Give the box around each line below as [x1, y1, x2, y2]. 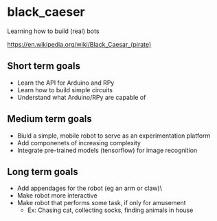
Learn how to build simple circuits [16, 85, 113, 94]
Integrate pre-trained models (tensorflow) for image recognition [16, 146, 198, 154]
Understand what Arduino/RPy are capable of [16, 93, 146, 101]
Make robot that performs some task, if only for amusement [16, 199, 187, 207]
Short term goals [7, 60, 81, 72]
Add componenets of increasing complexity [16, 138, 141, 147]
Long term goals [7, 166, 78, 178]
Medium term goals [7, 113, 93, 125]
